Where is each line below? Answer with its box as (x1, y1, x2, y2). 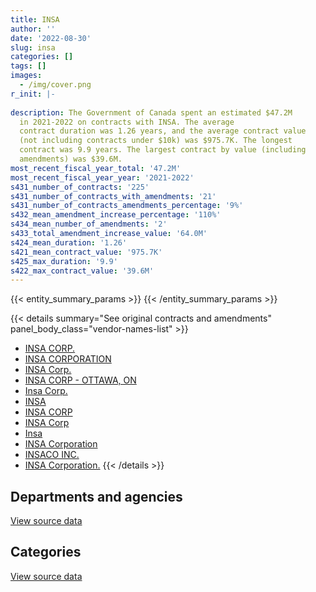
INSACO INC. (24, 449, 80, 461)
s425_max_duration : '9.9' (10, 256, 118, 266)
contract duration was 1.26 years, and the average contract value (19, 126, 307, 136)
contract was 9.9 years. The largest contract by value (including (19, 145, 307, 155)
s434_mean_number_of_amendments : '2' (10, 219, 168, 230)
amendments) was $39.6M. (19, 154, 123, 164)
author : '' (10, 24, 56, 34)
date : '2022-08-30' (10, 33, 92, 43)
